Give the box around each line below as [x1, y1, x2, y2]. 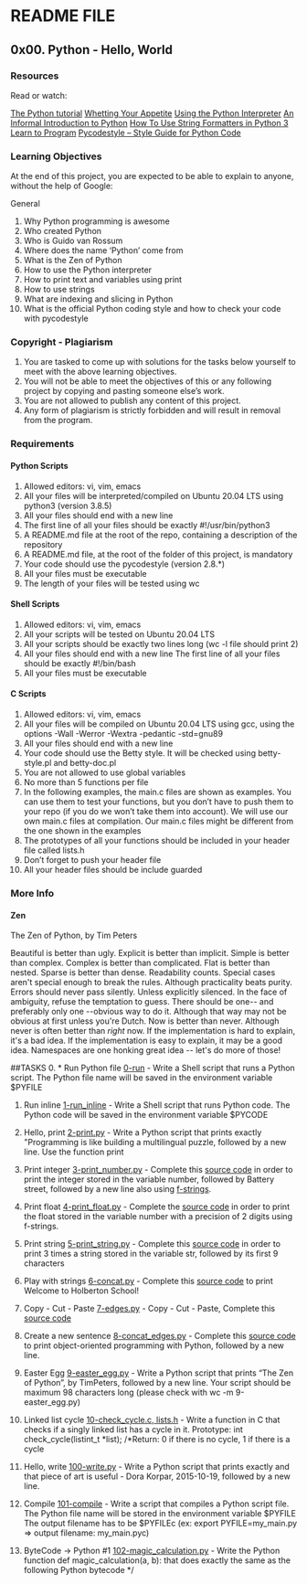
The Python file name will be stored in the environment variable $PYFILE [23, 1508, 296, 1519]
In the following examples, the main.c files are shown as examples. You [23, 787, 291, 797]
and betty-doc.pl [53, 758, 117, 768]
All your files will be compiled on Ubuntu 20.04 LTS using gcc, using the [23, 718, 295, 729]
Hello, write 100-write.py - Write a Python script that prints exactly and [23, 1462, 291, 1472]
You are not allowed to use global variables [23, 767, 186, 778]
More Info [10, 887, 55, 899]
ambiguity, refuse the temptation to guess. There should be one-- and [10, 996, 274, 1007]
